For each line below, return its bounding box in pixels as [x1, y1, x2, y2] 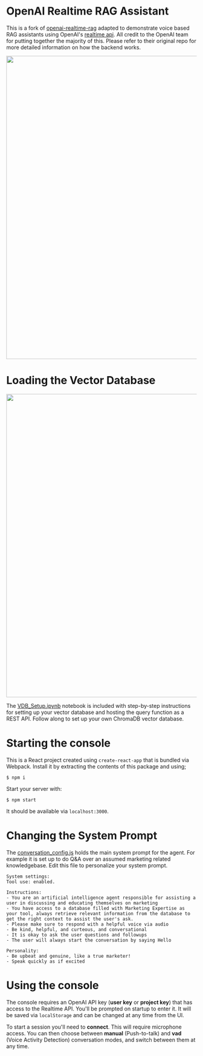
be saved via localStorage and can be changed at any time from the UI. [6, 1011, 184, 1018]
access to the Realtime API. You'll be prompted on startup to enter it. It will [6, 1005, 192, 1012]
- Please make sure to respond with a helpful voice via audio [6, 921, 169, 927]
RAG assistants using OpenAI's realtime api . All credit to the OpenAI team [6, 30, 188, 38]
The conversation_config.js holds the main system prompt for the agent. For [6, 849, 195, 856]
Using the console [6, 978, 99, 992]
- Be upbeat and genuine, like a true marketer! [6, 953, 131, 959]
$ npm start [6, 796, 36, 803]
